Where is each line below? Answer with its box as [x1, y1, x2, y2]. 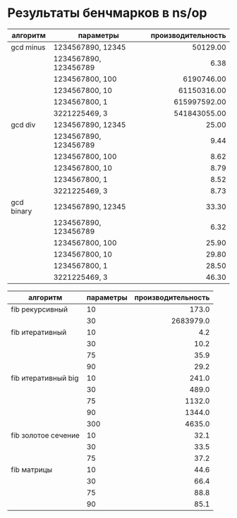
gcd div [11, 120, 36, 130]
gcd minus [11, 42, 46, 52]
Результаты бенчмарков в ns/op [7, 5, 207, 21]
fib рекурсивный [11, 304, 68, 314]
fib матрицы [11, 464, 53, 474]
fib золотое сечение [11, 430, 80, 440]
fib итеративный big [11, 373, 79, 383]
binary [11, 206, 32, 216]
